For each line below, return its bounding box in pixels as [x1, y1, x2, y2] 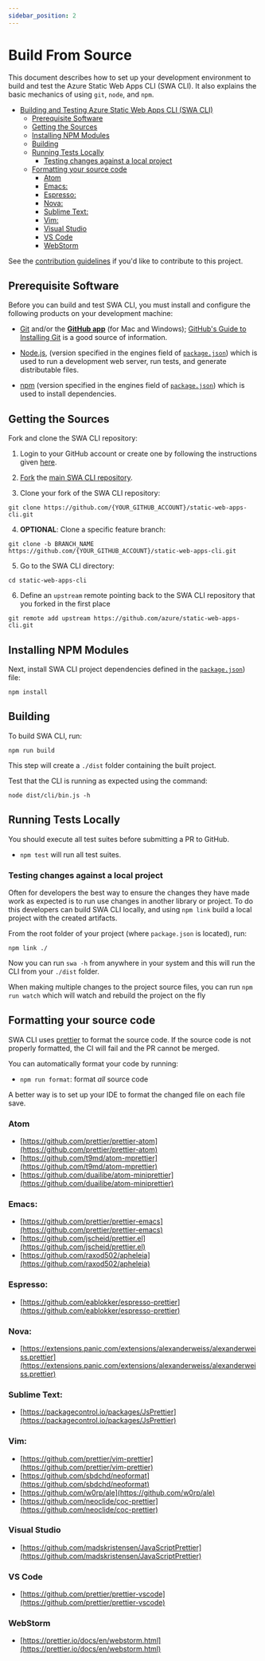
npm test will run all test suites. [19, 849, 122, 859]
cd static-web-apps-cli [8, 576, 88, 585]
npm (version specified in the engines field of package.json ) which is [19, 381, 245, 390]
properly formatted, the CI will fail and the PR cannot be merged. [8, 1043, 220, 1053]
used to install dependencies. [19, 389, 117, 399]
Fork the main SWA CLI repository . [19, 473, 133, 483]
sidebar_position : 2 [8, 11, 77, 20]
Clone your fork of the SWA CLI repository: [19, 488, 161, 498]
